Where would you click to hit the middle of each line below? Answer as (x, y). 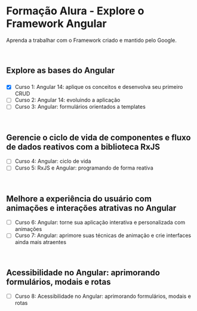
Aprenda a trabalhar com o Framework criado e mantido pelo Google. (92, 40)
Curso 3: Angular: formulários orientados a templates (80, 107)
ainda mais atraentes (41, 242)
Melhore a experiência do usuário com (79, 198)
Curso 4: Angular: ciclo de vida (53, 161)
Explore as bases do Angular (61, 71)
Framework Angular (57, 24)
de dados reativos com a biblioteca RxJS (83, 147)
